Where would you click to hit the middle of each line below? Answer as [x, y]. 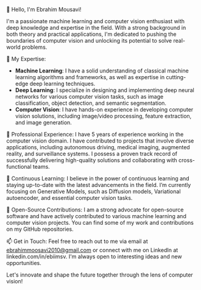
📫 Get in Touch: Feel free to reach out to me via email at [77, 241]
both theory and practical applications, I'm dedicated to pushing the [91, 34]
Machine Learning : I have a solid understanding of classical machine [102, 71]
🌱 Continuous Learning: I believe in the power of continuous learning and [98, 179]
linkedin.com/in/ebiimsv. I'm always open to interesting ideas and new [94, 256]
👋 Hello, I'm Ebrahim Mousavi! [44, 9]
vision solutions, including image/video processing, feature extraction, [103, 116]
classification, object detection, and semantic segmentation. [90, 103]
